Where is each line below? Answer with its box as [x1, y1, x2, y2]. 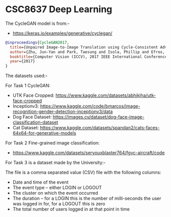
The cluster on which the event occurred [12, 190, 98, 196]
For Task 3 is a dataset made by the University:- [5, 160, 106, 166]
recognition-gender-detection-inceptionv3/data [12, 108, 113, 115]
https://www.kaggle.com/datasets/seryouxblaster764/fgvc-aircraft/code [12, 150, 165, 156]
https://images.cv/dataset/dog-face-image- [52, 114, 145, 120]
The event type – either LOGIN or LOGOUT [12, 185, 102, 191]
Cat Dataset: [12, 125, 39, 131]
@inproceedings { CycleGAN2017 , [5, 40, 70, 45]
